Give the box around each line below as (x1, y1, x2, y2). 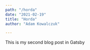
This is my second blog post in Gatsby (5, 39, 85, 45)
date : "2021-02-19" (5, 12, 47, 17)
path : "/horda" (5, 7, 37, 12)
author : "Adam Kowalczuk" (5, 21, 60, 26)
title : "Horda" (5, 16, 37, 21)
